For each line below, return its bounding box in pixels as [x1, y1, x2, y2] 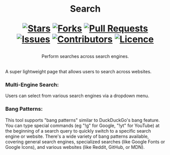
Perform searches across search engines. [41, 53, 129, 59]
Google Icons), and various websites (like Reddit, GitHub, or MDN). [5, 144, 145, 150]
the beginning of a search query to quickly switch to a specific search [5, 128, 151, 134]
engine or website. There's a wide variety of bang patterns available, [5, 133, 149, 139]
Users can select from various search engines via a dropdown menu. [5, 92, 150, 99]
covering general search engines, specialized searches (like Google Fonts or [5, 138, 165, 145]
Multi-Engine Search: [5, 81, 59, 88]
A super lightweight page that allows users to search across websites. [5, 69, 152, 75]
